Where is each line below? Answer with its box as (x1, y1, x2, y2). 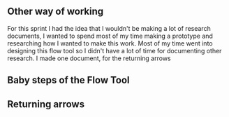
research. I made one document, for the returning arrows (7, 54, 171, 62)
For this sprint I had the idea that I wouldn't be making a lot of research (7, 24, 211, 32)
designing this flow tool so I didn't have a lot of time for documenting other (7, 46, 222, 55)
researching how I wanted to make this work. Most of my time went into (7, 39, 213, 48)
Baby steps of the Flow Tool (7, 74, 131, 86)
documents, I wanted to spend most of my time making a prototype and (7, 32, 213, 40)
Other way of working (7, 6, 104, 18)
